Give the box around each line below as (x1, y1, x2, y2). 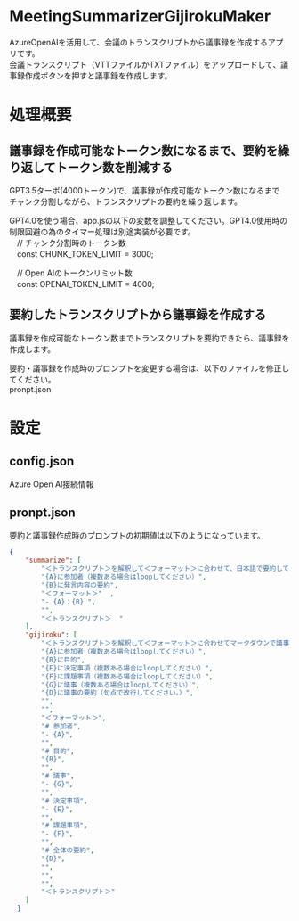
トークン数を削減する (55, 160, 174, 175)
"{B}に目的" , (41, 655, 85, 664)
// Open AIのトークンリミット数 (16, 267, 133, 278)
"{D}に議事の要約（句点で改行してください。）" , (41, 688, 194, 697)
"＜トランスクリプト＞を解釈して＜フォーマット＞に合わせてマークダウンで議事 (41, 639, 290, 648)
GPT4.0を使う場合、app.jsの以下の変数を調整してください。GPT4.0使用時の (9, 215, 288, 226)
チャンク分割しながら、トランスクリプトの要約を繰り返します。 (9, 196, 243, 207)
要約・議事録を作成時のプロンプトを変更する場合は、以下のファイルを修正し (9, 363, 290, 374)
